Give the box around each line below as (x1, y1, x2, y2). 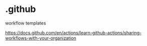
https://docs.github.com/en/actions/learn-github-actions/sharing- (5, 29, 142, 35)
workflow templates (5, 20, 46, 26)
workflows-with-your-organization (5, 35, 77, 41)
